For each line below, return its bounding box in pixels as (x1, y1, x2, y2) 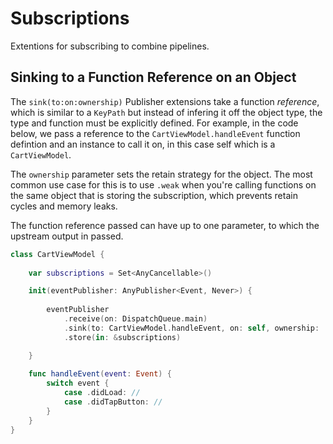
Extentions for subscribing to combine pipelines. (10, 40, 210, 52)
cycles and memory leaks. (10, 200, 118, 212)
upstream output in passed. (10, 230, 124, 242)
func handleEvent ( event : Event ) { (28, 369, 172, 379)
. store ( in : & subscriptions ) (63, 332, 182, 342)
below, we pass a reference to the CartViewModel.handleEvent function (10, 127, 301, 139)
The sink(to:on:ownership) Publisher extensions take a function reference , (10, 95, 320, 107)
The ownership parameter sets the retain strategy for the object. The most (10, 168, 313, 180)
